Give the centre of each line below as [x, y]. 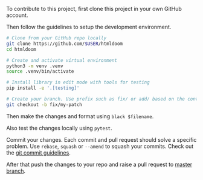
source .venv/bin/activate [40, 72]
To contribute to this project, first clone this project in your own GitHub [94, 9]
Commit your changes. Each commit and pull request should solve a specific [101, 139]
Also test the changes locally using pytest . [60, 128]
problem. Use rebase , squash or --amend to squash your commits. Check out [100, 146]
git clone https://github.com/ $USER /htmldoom [64, 44]
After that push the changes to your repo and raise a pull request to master [99, 164]
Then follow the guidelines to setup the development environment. [89, 27]
